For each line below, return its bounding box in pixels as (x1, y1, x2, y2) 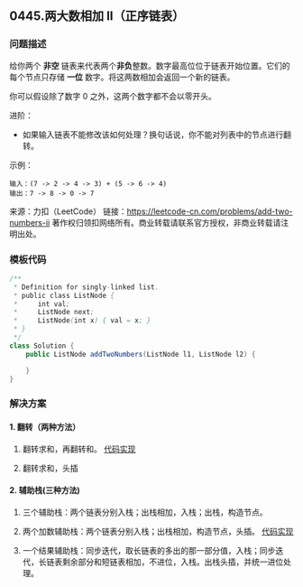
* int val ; (13, 299, 70, 309)
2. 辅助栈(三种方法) (9, 485, 80, 496)
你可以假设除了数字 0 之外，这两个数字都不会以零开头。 (9, 90, 216, 101)
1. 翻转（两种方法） (9, 422, 81, 432)
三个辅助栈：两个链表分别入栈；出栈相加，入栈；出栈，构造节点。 (22, 507, 268, 517)
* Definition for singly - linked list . (13, 283, 160, 292)
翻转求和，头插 (22, 462, 78, 473)
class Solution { (9, 341, 75, 350)
